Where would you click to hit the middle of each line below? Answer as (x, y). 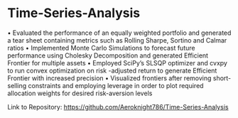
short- (222, 78)
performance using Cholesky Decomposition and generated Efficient (108, 55)
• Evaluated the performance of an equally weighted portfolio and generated (119, 33)
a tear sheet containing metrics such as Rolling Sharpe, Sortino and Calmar (117, 40)
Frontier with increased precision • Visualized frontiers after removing (109, 78)
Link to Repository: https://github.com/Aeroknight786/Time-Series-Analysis (118, 107)
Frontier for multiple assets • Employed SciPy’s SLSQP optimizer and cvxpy (117, 63)
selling (17, 85)
